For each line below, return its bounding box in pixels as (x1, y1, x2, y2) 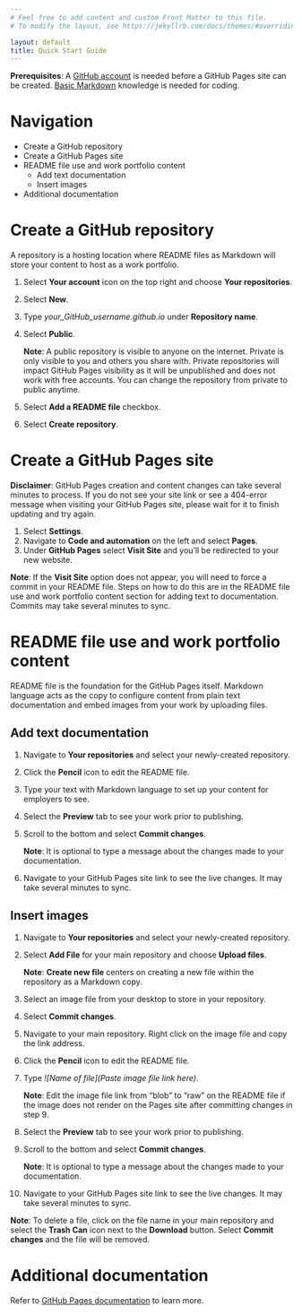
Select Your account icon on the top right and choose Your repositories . (22, 277, 293, 288)
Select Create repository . (22, 419, 119, 430)
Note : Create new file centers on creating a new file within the (22, 966, 255, 977)
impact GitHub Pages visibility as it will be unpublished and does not (22, 365, 276, 376)
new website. (22, 555, 73, 566)
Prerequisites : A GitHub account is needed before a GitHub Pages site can (10, 71, 287, 82)
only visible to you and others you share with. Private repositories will (22, 356, 280, 367)
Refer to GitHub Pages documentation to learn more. (10, 1294, 204, 1305)
